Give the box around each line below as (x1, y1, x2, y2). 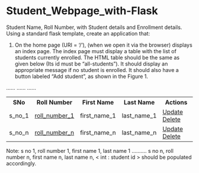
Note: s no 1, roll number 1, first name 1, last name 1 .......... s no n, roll (6, 147, 174, 154)
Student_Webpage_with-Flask (6, 4, 158, 18)
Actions (165, 98, 188, 106)
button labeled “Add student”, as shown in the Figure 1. (14, 73, 149, 80)
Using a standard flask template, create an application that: (6, 30, 150, 37)
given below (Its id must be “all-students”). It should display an (14, 60, 168, 67)
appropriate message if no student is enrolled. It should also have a (14, 66, 179, 73)
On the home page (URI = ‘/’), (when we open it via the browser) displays (14, 41, 192, 48)
